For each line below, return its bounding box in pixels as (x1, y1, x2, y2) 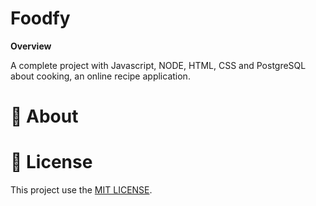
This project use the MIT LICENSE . (10, 184, 153, 196)
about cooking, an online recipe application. (10, 70, 191, 82)
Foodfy (10, 7, 71, 30)
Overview (10, 40, 52, 52)
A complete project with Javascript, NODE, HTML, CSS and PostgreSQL (10, 59, 307, 71)
